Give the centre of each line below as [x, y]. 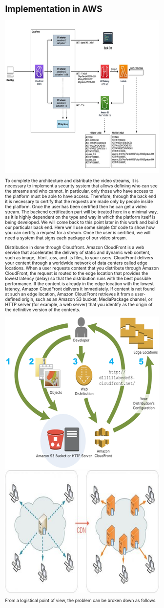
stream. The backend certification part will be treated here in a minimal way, [82, 212]
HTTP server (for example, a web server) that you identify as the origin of [79, 304]
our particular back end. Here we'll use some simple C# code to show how [80, 227]
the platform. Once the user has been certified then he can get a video [76, 206]
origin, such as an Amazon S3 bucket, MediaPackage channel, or [87, 299]
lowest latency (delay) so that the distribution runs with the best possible [78, 278]
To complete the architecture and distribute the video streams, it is [72, 180]
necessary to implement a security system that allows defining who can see [81, 186]
